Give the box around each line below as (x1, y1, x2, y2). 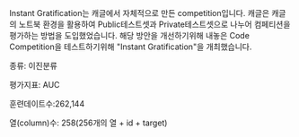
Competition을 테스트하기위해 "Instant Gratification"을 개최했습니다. (9, 41, 252, 52)
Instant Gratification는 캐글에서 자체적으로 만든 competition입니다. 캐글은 (9, 8, 270, 18)
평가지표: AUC (9, 80, 60, 90)
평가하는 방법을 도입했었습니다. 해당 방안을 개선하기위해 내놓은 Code (9, 30, 250, 40)
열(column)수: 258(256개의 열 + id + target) (9, 117, 168, 128)
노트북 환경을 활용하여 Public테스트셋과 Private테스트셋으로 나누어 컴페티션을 (18, 19, 291, 30)
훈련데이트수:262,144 (9, 98, 85, 109)
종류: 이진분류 (9, 61, 58, 71)
